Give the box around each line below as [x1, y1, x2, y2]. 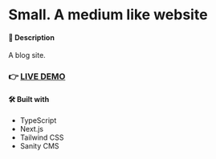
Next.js [19, 124, 44, 133]
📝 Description [8, 32, 55, 42]
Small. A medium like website [8, 6, 208, 24]
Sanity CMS [19, 141, 59, 150]
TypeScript [19, 115, 57, 125]
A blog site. [8, 51, 46, 60]
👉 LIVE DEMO [8, 71, 66, 82]
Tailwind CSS [19, 132, 64, 142]
